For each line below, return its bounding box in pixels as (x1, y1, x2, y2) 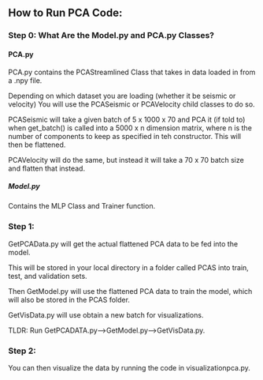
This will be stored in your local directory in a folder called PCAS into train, (8, 262, 250, 272)
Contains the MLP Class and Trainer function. (8, 201, 156, 211)
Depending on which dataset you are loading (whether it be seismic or (8, 91, 236, 100)
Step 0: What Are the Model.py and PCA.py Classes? (8, 30, 215, 41)
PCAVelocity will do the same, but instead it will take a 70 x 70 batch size (8, 155, 244, 164)
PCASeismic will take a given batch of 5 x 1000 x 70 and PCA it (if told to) (8, 115, 246, 124)
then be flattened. (8, 140, 66, 149)
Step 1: (8, 221, 35, 232)
